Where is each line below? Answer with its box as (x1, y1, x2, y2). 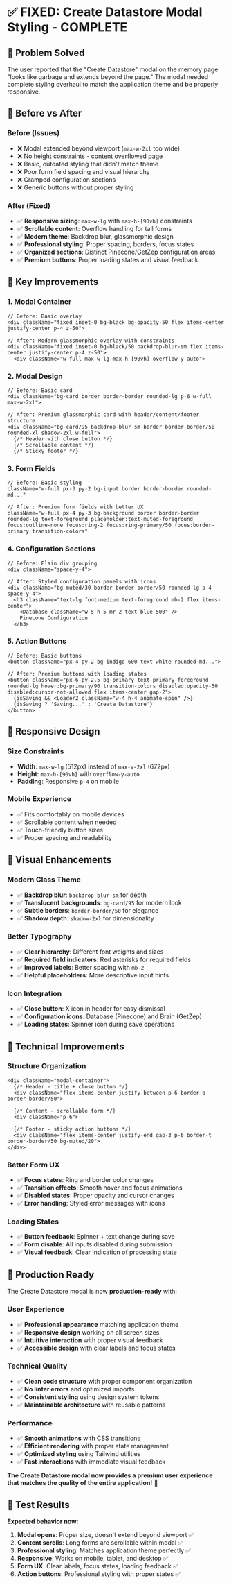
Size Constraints (7, 746, 64, 756)
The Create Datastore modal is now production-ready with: (7, 1287, 178, 1296)
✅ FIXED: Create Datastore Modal (7, 4, 203, 20)
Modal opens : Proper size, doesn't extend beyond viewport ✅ (17, 1530, 194, 1539)
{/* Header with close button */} (13, 435, 113, 443)
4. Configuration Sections (7, 544, 95, 554)
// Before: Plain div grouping (7, 560, 98, 567)
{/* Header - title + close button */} (13, 1083, 129, 1090)
